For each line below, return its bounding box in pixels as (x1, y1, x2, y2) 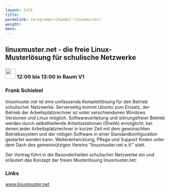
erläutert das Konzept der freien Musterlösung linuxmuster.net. (5, 157, 137, 163)
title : (5, 12, 19, 17)
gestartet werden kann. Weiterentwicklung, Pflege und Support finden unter (5, 136, 164, 142)
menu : (5, 26, 17, 31)
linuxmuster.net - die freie (5, 45, 90, 54)
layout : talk (5, 7, 33, 13)
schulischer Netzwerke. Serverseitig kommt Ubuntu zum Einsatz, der (5, 104, 150, 110)
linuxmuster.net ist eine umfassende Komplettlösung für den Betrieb (5, 99, 148, 105)
